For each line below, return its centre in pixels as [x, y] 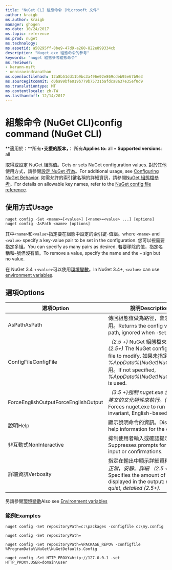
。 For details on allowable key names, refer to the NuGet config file [81, 184]
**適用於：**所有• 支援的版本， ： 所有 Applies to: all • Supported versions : [84, 148]
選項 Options [25, 292]
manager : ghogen [23, 24]
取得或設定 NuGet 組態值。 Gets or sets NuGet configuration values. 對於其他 [86, 165]
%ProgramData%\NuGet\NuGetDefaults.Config [51, 549]
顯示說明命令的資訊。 [134, 422]
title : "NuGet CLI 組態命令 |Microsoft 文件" [52, 10]
